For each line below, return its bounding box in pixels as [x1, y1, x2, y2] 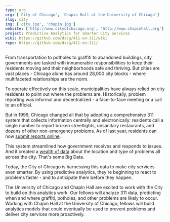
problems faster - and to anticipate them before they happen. [5, 174, 133, 180]
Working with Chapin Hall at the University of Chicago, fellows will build [5, 200, 154, 206]
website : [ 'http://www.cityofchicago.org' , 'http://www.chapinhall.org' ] [5, 26, 164, 31]
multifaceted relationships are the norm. [5, 76, 89, 82]
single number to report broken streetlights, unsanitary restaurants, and [5, 122, 154, 128]
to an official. [5, 102, 33, 108]
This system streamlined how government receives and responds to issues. [5, 143, 163, 149]
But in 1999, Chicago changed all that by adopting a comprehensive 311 [5, 112, 154, 118]
